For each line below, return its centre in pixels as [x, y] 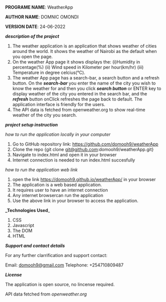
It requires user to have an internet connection [60, 190]
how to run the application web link [41, 170]
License [14, 275]
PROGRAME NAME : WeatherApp [39, 7]
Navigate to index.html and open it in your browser [64, 155]
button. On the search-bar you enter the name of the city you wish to [84, 83]
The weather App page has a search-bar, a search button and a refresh [86, 78]
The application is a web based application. [57, 185]
